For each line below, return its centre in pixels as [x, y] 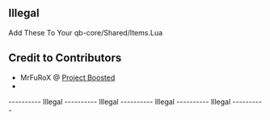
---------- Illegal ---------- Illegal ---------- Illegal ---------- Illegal [120, 101]
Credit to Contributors [65, 58]
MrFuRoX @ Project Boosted [67, 77]
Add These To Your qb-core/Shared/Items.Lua [86, 32]
